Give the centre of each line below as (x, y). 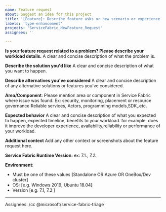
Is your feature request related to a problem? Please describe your (75, 51)
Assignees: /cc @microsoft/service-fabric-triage (55, 204)
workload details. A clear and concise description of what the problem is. (80, 56)
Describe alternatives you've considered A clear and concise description (81, 80)
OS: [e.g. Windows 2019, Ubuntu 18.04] (52, 185)
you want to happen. (26, 71)
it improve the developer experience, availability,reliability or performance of (83, 126)
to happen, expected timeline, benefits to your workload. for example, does (82, 121)
